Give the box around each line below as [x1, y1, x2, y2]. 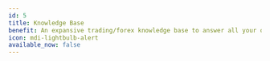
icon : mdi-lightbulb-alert [8, 33, 99, 42]
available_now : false [8, 41, 81, 49]
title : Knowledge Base [8, 19, 84, 27]
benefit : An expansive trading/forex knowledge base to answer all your [8, 26, 257, 34]
